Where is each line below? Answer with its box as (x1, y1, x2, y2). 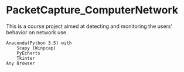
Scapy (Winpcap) (16, 45, 57, 51)
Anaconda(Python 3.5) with (6, 40, 72, 46)
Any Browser (6, 60, 35, 66)
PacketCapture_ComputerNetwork (6, 3, 179, 17)
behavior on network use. (6, 28, 68, 35)
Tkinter (16, 55, 35, 61)
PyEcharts (16, 50, 41, 56)
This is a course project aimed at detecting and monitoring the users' (6, 23, 173, 30)
